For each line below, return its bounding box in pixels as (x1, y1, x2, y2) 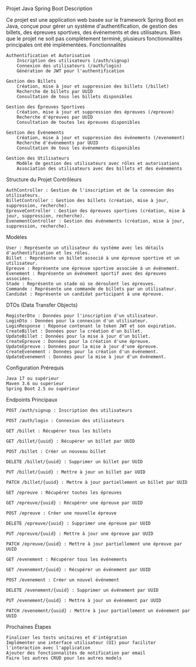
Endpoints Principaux (6, 396, 58, 403)
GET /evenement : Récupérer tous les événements (6, 557, 127, 562)
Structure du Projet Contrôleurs (6, 176, 82, 183)
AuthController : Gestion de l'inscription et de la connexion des (6, 187, 175, 193)
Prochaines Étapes (6, 624, 52, 630)
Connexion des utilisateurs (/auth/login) (16, 63, 122, 69)
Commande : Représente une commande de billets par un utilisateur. (6, 286, 177, 292)
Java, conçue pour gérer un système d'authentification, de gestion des (6, 23, 178, 29)
